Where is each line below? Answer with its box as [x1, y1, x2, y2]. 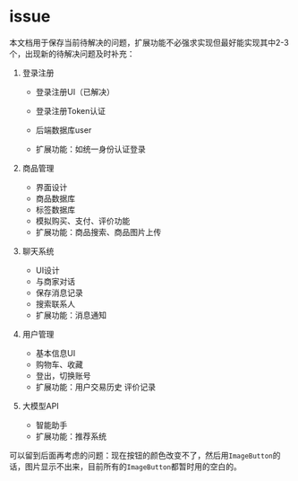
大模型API [21, 400, 60, 411]
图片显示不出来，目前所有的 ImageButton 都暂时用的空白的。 [24, 460, 242, 472]
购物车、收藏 [35, 359, 83, 370]
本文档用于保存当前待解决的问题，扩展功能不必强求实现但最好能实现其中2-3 [9, 37, 289, 48]
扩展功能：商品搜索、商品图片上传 [35, 226, 162, 237]
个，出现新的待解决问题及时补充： [9, 48, 135, 59]
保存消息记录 [35, 287, 83, 298]
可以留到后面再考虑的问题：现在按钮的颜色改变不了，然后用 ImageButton [9, 450, 273, 460]
